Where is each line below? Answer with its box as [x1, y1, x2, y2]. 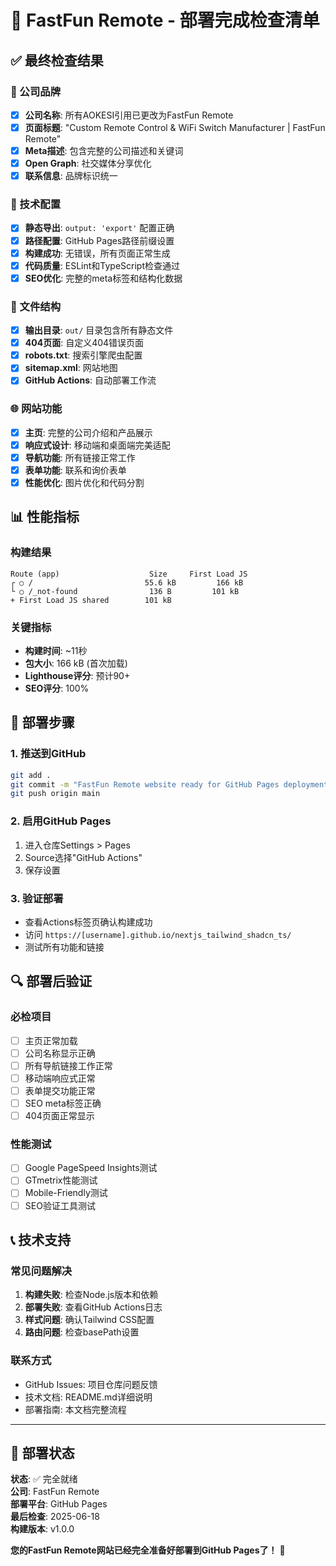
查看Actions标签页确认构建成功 [24, 916, 153, 928]
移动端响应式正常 [24, 1072, 96, 1084]
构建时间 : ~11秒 [24, 645, 88, 656]
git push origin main [10, 789, 101, 799]
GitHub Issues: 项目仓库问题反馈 [24, 1378, 158, 1390]
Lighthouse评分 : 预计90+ [24, 670, 131, 681]
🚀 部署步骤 [10, 714, 75, 731]
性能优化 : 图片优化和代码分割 [24, 476, 145, 488]
